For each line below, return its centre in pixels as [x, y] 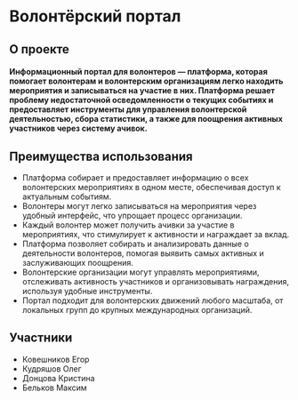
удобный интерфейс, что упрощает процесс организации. [132, 215]
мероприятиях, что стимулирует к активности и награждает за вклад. [156, 234]
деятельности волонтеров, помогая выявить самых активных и [143, 253]
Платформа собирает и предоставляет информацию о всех [135, 177]
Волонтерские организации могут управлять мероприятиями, [141, 272]
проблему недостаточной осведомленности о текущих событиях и [141, 100]
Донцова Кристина [58, 378]
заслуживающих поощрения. [77, 262]
